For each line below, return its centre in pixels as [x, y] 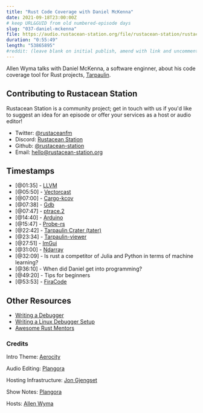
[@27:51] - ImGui [36, 243]
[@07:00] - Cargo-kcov [44, 198]
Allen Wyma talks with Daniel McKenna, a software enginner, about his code [101, 68]
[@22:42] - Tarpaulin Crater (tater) [58, 231]
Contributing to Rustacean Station [72, 94]
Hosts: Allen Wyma [30, 404]
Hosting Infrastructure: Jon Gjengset [52, 380]
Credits [17, 344]
